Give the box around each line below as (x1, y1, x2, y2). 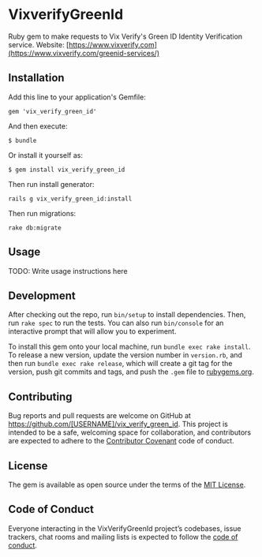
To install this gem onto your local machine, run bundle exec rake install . (8, 342, 251, 352)
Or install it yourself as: (8, 150, 83, 159)
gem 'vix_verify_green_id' (8, 107, 97, 115)
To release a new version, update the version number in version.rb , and (8, 350, 243, 360)
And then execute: (8, 121, 68, 131)
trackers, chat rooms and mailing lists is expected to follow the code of (8, 532, 238, 541)
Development (8, 289, 77, 302)
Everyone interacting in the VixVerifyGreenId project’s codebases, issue (8, 523, 242, 533)
